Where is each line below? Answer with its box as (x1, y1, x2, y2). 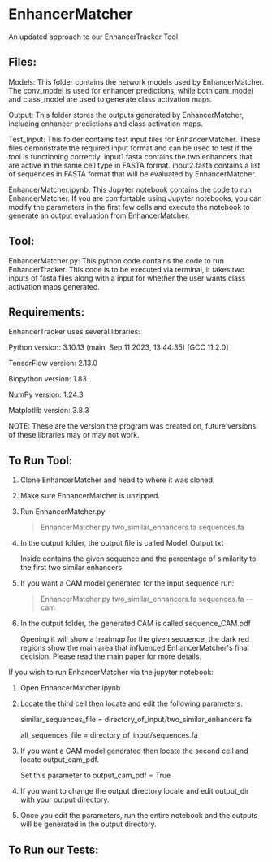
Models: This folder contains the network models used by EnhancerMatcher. (8, 76, 265, 86)
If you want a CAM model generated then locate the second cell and (19, 746, 248, 756)
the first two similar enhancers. (19, 563, 124, 572)
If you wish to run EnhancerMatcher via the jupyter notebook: (8, 668, 214, 677)
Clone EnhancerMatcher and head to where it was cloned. (19, 475, 215, 485)
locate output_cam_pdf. (19, 755, 99, 764)
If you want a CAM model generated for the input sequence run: (19, 578, 235, 588)
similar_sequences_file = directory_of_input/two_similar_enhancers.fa (19, 715, 252, 725)
